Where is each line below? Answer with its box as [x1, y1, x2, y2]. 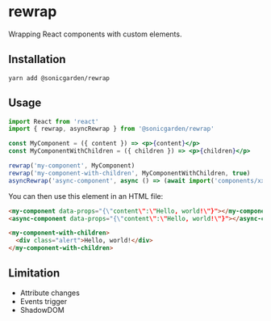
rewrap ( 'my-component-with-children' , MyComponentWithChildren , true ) [8, 169, 251, 177]
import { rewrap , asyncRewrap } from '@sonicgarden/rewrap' [8, 125, 215, 133]
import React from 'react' [8, 117, 99, 125]
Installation [8, 53, 66, 66]
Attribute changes [19, 288, 81, 298]
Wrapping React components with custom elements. [8, 29, 182, 39]
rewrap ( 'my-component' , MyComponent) [8, 162, 135, 170]
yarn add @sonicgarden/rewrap [8, 74, 110, 82]
